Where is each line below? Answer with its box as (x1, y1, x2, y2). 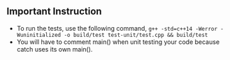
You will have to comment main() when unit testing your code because (16, 38, 220, 46)
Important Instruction (6, 6, 102, 17)
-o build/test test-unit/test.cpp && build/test (64, 31, 208, 38)
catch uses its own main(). (16, 45, 93, 53)
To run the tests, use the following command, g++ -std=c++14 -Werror (16, 24, 218, 32)
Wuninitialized (16, 31, 62, 38)
